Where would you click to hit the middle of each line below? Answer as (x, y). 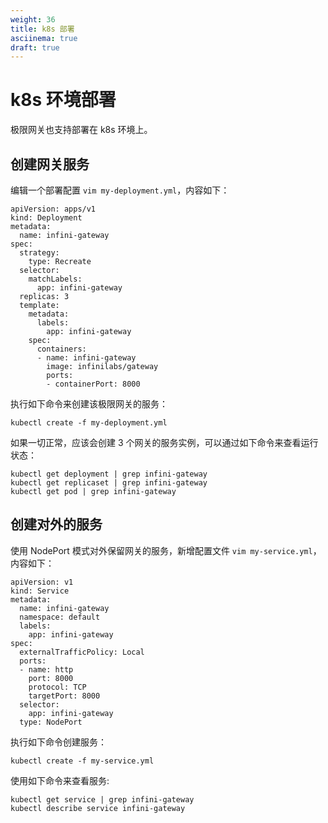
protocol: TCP (57, 687)
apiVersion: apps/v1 (53, 209)
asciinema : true (44, 38)
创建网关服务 (50, 164)
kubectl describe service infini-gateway (98, 808)
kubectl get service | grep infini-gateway (102, 799)
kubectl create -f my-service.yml (82, 761)
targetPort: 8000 (64, 696)
